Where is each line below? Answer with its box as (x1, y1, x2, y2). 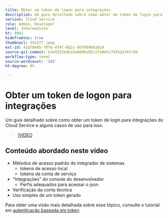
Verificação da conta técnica (12, 187, 72, 193)
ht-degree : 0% (5, 63, 35, 68)
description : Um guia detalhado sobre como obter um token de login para (5, 12, 163, 17)
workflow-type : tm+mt (5, 54, 51, 59)
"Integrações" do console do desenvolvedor (12, 176, 104, 182)
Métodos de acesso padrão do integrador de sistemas (12, 160, 125, 166)
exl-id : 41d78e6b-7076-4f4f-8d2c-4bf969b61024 (5, 45, 104, 50)
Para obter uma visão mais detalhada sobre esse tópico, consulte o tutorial (5, 202, 160, 208)
